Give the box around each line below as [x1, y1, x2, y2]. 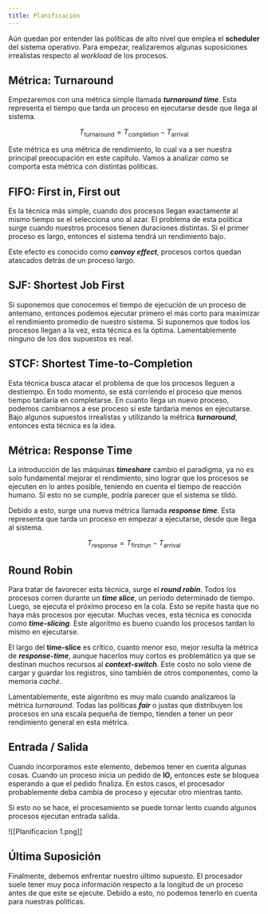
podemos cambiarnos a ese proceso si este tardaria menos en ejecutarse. [8, 403, 253, 413]
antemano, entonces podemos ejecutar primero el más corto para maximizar [8, 308, 261, 318]
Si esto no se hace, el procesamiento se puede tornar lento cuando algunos [8, 802, 257, 812]
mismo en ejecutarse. [8, 627, 80, 637]
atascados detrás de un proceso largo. [8, 256, 136, 265]
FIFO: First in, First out [8, 185, 121, 198]
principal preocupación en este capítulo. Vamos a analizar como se [8, 153, 229, 163]
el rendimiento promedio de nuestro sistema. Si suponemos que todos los [8, 316, 250, 326]
